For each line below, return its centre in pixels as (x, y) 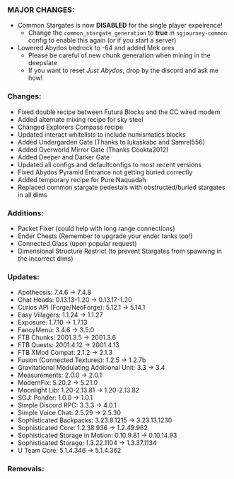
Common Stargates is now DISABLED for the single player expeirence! (120, 26)
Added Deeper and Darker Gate (64, 157)
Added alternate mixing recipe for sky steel (80, 119)
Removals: (26, 469)
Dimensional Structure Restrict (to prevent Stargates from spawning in (120, 251)
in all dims (32, 195)
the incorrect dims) (45, 258)
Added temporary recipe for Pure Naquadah (82, 179)
